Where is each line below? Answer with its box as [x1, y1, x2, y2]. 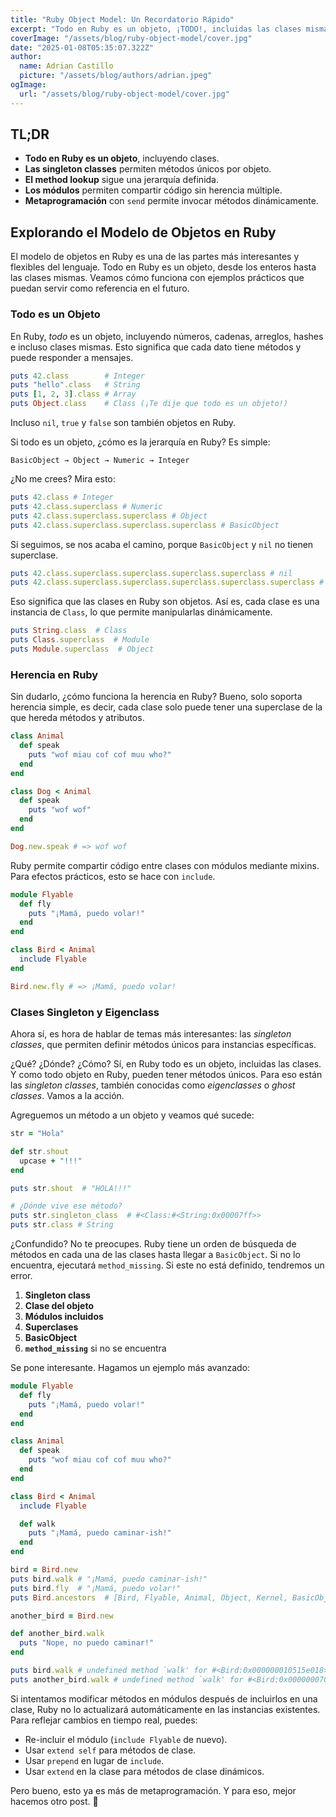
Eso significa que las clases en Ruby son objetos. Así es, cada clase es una [10, 596, 320, 608]
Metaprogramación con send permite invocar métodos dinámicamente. [24, 195, 319, 207]
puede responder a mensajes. [10, 351, 134, 363]
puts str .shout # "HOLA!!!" [10, 1183, 132, 1193]
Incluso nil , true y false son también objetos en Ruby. [10, 417, 237, 429]
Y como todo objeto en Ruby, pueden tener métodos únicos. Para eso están [10, 1069, 323, 1081]
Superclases [24, 1321, 79, 1333]
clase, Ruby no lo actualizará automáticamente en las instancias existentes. [10, 1703, 321, 1715]
